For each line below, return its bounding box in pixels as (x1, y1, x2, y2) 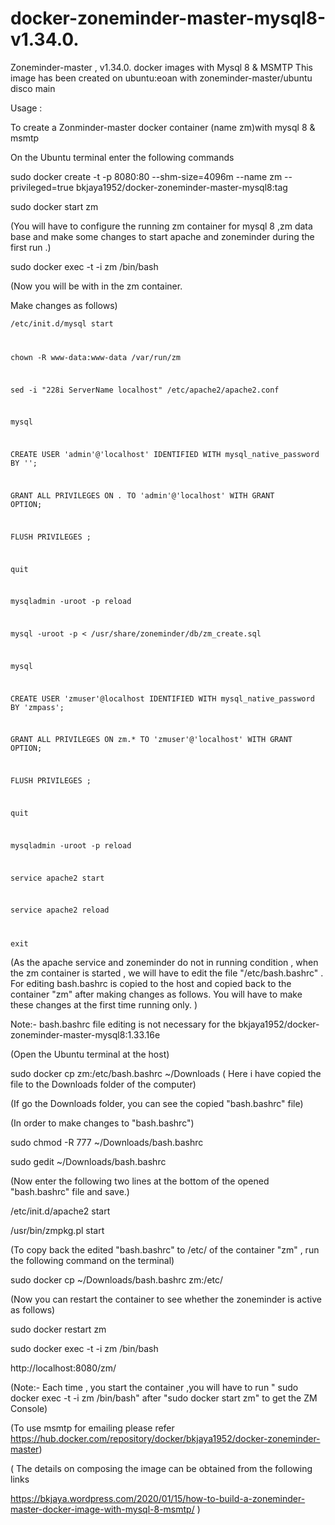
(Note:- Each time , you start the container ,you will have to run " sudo (10, 1382, 299, 1394)
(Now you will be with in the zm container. (10, 280, 183, 292)
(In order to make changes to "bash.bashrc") (10, 1117, 195, 1129)
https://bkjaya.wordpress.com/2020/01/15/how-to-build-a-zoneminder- (10, 1493, 306, 1505)
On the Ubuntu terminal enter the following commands (10, 151, 235, 163)
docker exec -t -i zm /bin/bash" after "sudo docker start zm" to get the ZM (10, 1392, 318, 1404)
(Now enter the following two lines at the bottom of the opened (10, 1175, 270, 1187)
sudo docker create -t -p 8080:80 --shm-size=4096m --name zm (10, 170, 283, 182)
